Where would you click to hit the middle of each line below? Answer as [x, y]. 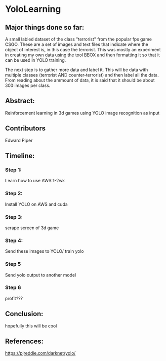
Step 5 [13, 264]
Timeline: [20, 156]
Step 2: [14, 194]
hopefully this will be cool [31, 326]
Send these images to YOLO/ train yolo [44, 251]
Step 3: [14, 217]
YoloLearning [33, 9]
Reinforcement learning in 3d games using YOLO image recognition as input [82, 113]
